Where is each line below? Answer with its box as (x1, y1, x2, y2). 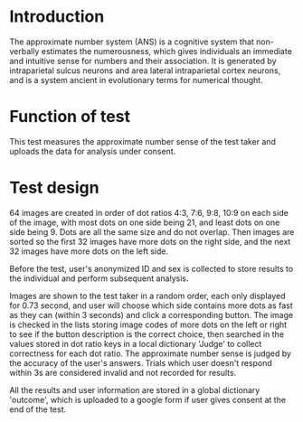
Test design (9, 178, 99, 198)
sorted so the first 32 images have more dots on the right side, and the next (9, 236, 291, 247)
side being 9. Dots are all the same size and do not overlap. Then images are (9, 226, 295, 237)
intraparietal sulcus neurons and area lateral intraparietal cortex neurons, (9, 65, 281, 76)
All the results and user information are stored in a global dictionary (9, 384, 260, 395)
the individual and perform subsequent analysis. (9, 273, 189, 284)
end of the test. (9, 404, 67, 415)
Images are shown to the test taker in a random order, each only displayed (9, 290, 287, 301)
